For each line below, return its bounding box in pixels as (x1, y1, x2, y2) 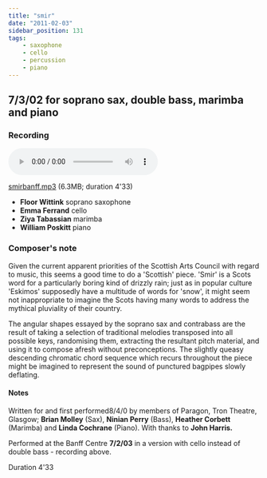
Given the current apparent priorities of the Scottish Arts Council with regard (8, 261, 260, 270)
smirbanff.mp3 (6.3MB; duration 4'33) (8, 181, 133, 192)
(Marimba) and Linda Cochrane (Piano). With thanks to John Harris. (8, 423, 233, 432)
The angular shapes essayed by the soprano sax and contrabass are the (8, 319, 245, 329)
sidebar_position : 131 (8, 26, 84, 34)
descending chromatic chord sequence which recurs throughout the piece (8, 353, 253, 362)
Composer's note (8, 243, 77, 254)
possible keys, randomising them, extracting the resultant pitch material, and (8, 336, 260, 345)
